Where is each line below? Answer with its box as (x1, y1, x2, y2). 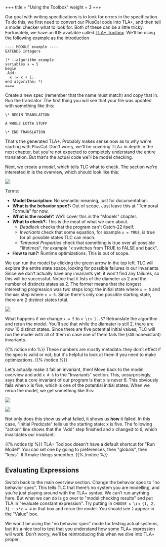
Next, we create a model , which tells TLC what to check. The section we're (5, 164, 158, 170)
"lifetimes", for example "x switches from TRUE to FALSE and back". (19, 245, 158, 251)
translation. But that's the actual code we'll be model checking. (5, 154, 133, 160)
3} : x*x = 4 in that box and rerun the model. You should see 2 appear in (5, 505, 155, 511)
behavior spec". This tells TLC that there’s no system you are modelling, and (5, 485, 160, 490)
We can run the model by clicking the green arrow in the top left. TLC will (5, 260, 154, 266)
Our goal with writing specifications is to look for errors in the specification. (5, 14, 159, 19)
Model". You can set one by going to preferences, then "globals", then (5, 446, 148, 452)
